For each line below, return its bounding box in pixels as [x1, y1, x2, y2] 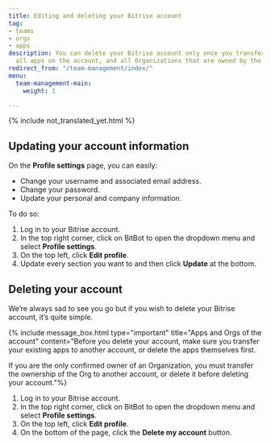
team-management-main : [15, 79, 92, 87]
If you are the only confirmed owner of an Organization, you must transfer [8, 360, 254, 370]
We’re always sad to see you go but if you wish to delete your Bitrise [8, 304, 236, 313]
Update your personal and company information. [19, 193, 182, 203]
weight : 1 [23, 86, 56, 95]
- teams [8, 27, 35, 35]
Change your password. [19, 185, 101, 194]
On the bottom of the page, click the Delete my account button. [19, 428, 232, 437]
